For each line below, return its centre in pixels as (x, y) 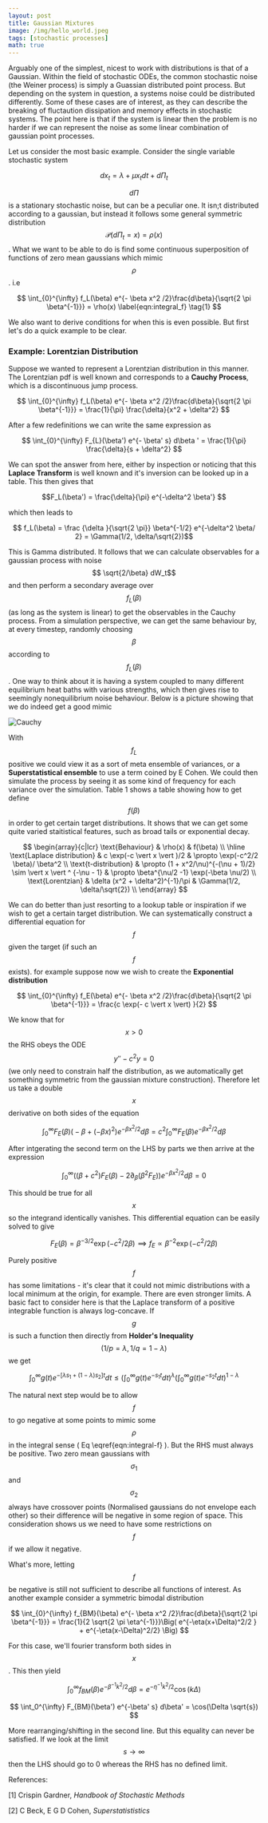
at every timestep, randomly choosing (71, 629)
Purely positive (33, 1261)
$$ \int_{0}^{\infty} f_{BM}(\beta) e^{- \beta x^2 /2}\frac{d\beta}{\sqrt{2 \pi (134, 1614)
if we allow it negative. (45, 1549)
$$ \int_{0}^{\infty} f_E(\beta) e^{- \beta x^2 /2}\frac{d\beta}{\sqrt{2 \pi (134, 996)
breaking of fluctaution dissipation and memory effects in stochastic (120, 111)
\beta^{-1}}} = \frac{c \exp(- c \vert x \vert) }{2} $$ (134, 1004)
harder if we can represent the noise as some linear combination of (118, 128)
